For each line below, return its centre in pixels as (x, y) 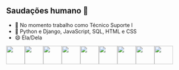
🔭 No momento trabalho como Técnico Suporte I (74, 25)
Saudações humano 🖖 (47, 11)
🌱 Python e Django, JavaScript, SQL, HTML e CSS (76, 31)
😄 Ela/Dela (28, 37)
